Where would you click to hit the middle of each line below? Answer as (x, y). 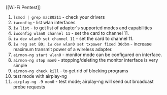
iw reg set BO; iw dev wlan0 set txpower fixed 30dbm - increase (82, 44)
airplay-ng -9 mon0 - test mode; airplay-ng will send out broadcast (83, 81)
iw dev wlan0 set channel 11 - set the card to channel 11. (73, 38)
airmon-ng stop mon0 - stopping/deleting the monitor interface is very (86, 60)
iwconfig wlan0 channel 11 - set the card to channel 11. (71, 33)
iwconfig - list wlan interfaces (44, 22)
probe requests (29, 87)
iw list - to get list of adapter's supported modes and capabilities (82, 28)
